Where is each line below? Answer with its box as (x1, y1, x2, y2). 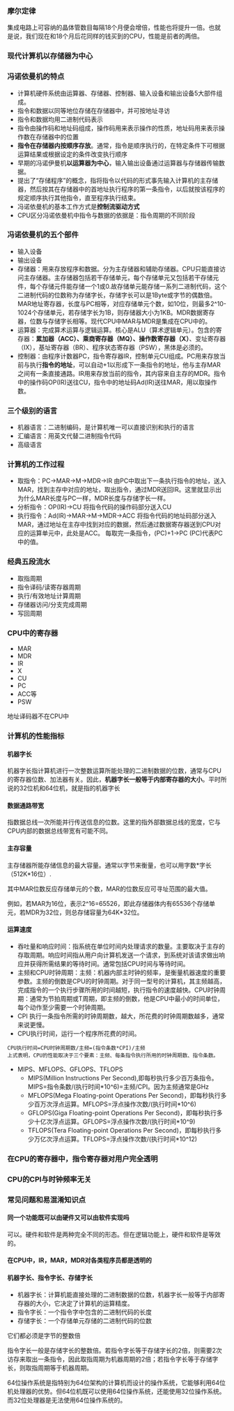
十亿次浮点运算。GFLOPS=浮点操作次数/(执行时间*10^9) (33, 1117, 196, 1126)
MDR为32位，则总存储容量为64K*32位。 (25, 908, 143, 916)
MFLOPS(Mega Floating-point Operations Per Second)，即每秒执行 (27, 1091, 221, 1099)
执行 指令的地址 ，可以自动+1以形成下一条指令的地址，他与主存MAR (29, 361, 221, 369)
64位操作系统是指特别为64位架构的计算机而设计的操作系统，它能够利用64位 (7, 1378, 226, 1387)
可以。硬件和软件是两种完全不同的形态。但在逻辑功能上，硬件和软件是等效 (7, 1230, 221, 1239)
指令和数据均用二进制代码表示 (17, 115, 103, 123)
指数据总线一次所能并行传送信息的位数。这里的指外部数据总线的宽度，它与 (7, 818, 221, 827)
